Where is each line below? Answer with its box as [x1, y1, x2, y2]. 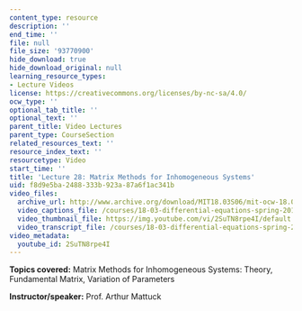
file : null [9, 38, 50, 48]
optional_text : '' [9, 114, 78, 123]
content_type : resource [9, 13, 99, 23]
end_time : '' [9, 30, 58, 39]
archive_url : [17, 197, 67, 207]
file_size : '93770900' [9, 47, 94, 56]
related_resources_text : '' [9, 139, 115, 148]
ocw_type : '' [9, 96, 58, 106]
